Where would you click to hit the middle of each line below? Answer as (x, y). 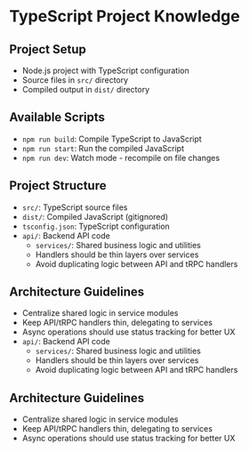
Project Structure (58, 186)
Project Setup (48, 49)
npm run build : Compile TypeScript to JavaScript (112, 139)
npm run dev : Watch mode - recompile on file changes (121, 157)
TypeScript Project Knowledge (124, 16)
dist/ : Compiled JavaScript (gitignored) (95, 216)
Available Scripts (57, 117)
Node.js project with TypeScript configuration (105, 70)
